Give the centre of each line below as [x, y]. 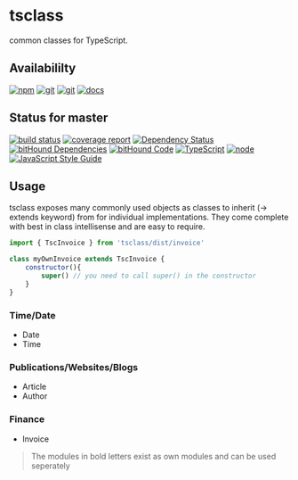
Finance [27, 419]
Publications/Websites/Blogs [74, 367]
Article [34, 387]
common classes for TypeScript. [69, 40]
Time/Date [32, 315]
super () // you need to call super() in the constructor [149, 276]
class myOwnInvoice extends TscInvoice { [87, 260]
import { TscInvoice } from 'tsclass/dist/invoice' [107, 243]
